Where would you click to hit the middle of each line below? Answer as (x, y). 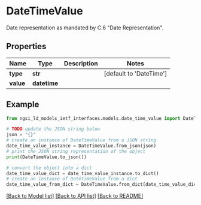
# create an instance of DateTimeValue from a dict (72, 179)
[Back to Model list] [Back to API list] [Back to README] (75, 196)
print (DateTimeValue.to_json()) (46, 157)
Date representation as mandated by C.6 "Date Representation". (85, 28)
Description (81, 63)
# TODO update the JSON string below (53, 129)
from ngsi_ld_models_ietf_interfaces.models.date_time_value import (93, 118)
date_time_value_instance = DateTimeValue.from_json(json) (81, 146)
